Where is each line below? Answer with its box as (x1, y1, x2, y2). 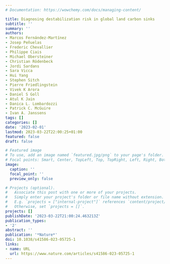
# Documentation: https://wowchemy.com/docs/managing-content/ (5, 7, 142, 13)
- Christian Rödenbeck (5, 59, 53, 64)
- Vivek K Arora (5, 87, 39, 92)
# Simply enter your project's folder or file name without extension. (5, 195, 164, 200)
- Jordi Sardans (5, 64, 39, 69)
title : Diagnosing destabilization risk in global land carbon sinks (5, 16, 155, 22)
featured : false (5, 134, 39, 139)
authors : (5, 31, 24, 36)
